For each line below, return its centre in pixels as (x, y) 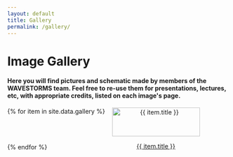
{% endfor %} (27, 147)
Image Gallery (49, 61)
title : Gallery (29, 20)
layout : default (31, 14)
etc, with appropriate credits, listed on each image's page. (94, 96)
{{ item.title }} (156, 146)
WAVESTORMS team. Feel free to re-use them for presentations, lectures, (117, 89)
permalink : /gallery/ (39, 27)
